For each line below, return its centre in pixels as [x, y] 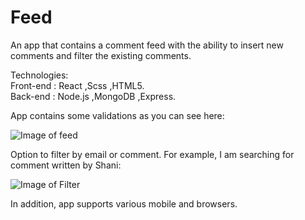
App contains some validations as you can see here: [117, 115]
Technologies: [39, 75]
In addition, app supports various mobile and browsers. [124, 203]
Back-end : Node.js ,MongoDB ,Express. [93, 96]
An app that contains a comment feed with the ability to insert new [147, 45]
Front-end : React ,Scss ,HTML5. [77, 85]
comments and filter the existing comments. [101, 55]
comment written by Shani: [66, 165]
